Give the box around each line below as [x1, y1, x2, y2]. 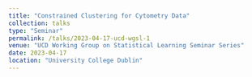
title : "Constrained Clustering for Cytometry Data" [8, 11, 190, 20]
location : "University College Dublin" [8, 57, 143, 65]
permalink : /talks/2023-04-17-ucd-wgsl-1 [8, 34, 151, 43]
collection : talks [8, 19, 70, 27]
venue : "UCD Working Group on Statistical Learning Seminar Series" [8, 42, 245, 50]
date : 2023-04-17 [8, 49, 67, 57]
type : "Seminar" [8, 26, 63, 34]
